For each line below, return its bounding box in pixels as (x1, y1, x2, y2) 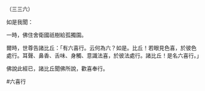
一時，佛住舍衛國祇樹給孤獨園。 (6, 31, 87, 38)
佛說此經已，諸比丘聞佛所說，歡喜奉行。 (6, 65, 108, 72)
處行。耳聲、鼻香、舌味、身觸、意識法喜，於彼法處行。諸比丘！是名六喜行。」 (6, 52, 202, 59)
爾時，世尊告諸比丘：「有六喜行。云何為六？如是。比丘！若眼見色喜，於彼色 (6, 45, 197, 51)
